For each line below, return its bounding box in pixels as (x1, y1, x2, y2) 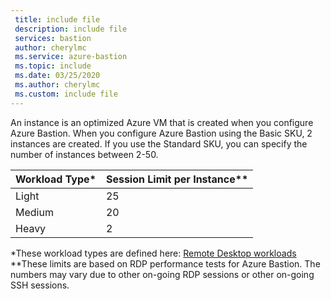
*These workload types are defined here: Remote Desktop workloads (10, 247, 297, 259)
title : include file (14, 14, 101, 25)
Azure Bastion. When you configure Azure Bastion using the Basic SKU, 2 (10, 127, 313, 139)
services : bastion (14, 33, 92, 43)
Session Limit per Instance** (105, 172, 249, 186)
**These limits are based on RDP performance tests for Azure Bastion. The (10, 257, 321, 270)
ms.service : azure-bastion (14, 52, 128, 62)
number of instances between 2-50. (10, 148, 159, 160)
